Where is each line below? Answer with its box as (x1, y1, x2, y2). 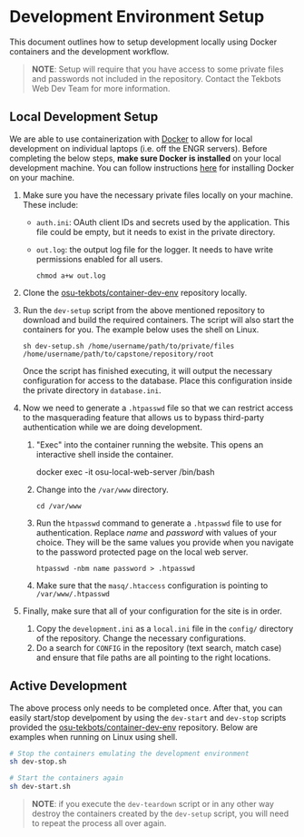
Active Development (9, 678, 127, 694)
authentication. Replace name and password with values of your (35, 527, 277, 537)
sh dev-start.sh (9, 783, 71, 792)
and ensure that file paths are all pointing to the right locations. (35, 652, 271, 663)
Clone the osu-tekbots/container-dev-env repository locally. (22, 287, 248, 298)
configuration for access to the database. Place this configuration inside (22, 375, 293, 386)
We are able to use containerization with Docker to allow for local (9, 133, 253, 144)
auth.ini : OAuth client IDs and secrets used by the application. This (35, 216, 290, 228)
